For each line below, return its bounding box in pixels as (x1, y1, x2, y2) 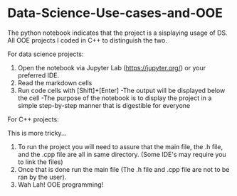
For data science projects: (7, 50, 84, 58)
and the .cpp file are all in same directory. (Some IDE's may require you (17, 150, 226, 158)
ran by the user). (17, 173, 67, 181)
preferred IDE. (17, 71, 60, 80)
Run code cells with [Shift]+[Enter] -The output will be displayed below (17, 86, 226, 94)
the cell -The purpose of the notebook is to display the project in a (17, 94, 212, 102)
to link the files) (17, 158, 63, 166)
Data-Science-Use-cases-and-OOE (7, 5, 223, 21)
